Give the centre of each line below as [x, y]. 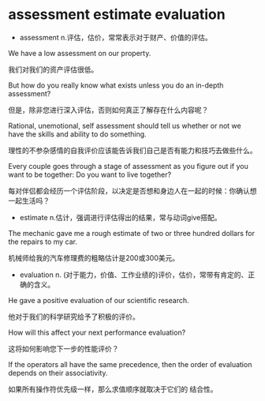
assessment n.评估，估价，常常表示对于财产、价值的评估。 [116, 37]
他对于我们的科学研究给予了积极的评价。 [74, 317]
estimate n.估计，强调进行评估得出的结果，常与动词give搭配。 [121, 217]
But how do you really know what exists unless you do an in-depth [116, 85]
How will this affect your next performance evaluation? [97, 332]
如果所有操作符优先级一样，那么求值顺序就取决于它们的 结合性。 [113, 389]
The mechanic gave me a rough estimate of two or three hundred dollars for [131, 233]
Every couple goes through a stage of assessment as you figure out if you [128, 166]
